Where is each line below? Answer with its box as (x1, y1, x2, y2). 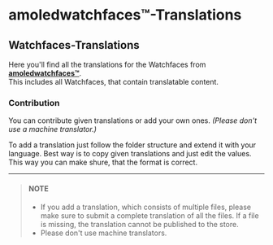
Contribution (8, 97, 60, 108)
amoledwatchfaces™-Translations (8, 6, 242, 24)
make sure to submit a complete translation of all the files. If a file (40, 210, 259, 221)
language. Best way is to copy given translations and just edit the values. (8, 149, 252, 159)
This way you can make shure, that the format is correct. (8, 157, 197, 168)
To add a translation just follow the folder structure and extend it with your (8, 140, 257, 150)
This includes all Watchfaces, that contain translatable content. (8, 77, 219, 86)
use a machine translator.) (8, 125, 97, 134)
